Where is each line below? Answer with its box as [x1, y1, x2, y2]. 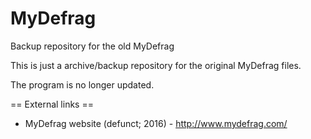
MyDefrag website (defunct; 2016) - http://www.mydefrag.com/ [24, 117, 288, 129]
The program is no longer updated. [10, 78, 155, 91]
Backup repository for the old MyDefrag [10, 40, 175, 52]
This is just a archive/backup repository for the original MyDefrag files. [10, 59, 302, 71]
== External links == [10, 98, 94, 110]
